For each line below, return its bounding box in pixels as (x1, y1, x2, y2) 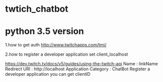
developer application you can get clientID (5, 71, 91, 77)
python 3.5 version (5, 26, 84, 37)
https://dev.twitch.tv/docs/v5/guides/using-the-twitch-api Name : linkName (5, 61, 158, 67)
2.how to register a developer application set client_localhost (5, 51, 129, 57)
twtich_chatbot (5, 3, 69, 15)
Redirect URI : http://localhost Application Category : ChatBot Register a (5, 66, 150, 72)
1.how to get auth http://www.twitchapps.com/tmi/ (5, 42, 107, 48)
